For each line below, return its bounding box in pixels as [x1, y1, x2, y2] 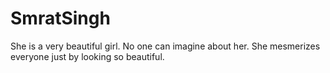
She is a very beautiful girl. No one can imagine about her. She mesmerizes [10, 40, 321, 52]
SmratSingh [10, 7, 111, 30]
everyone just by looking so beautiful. [10, 50, 165, 62]
